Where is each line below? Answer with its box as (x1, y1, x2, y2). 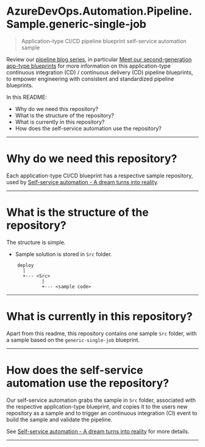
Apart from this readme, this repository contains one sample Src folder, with (6, 329, 197, 337)
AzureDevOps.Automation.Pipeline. (6, 4, 193, 18)
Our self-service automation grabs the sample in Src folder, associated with (6, 396, 196, 404)
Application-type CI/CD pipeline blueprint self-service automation (21, 37, 187, 45)
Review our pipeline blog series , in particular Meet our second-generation (6, 55, 192, 63)
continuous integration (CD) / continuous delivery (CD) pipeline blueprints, (6, 68, 193, 76)
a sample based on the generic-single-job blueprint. (6, 336, 140, 343)
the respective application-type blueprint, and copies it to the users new (6, 402, 188, 410)
